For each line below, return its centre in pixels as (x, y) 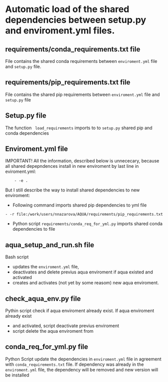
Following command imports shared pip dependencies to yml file (79, 205)
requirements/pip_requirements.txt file (68, 82)
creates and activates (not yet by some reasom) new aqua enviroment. (86, 283)
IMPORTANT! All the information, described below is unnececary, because (82, 161)
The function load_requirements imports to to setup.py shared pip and (79, 128)
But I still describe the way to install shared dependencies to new (72, 190)
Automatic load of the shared (67, 9)
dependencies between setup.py (76, 20)
